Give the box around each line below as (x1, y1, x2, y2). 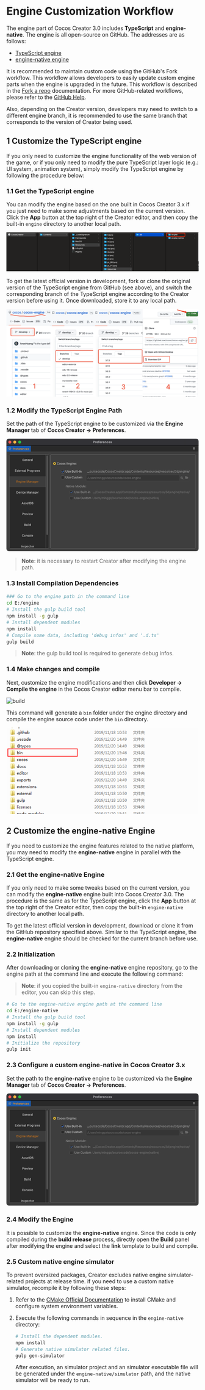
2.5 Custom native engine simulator (6, 1257, 115, 1266)
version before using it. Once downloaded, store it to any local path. (6, 297, 177, 304)
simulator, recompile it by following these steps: (6, 1284, 126, 1291)
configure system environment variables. (15, 1302, 118, 1309)
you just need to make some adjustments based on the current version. (6, 207, 185, 215)
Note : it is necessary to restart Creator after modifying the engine (21, 557, 186, 565)
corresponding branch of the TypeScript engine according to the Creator (6, 290, 189, 298)
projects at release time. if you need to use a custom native (25, 1277, 174, 1285)
